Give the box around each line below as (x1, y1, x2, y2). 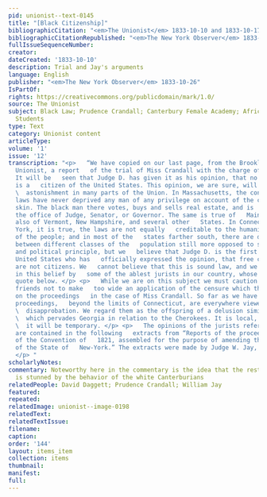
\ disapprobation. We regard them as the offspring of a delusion (15, 306, 244, 314)
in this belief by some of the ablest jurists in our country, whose (15, 270, 258, 278)
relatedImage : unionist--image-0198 (8, 403, 130, 411)
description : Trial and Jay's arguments (8, 64, 145, 71)
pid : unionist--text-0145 (8, 11, 94, 20)
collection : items (8, 454, 69, 463)
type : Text (8, 122, 44, 130)
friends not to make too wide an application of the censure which (15, 285, 250, 293)
